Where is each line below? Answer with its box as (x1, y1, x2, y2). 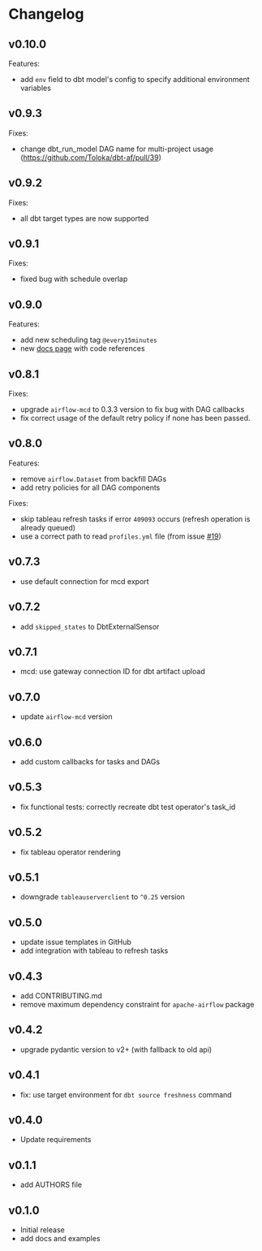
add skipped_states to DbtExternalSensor (19, 621, 160, 631)
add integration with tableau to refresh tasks (19, 946, 169, 955)
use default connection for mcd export (19, 576, 149, 586)
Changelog (8, 5, 84, 24)
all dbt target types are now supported (19, 213, 149, 223)
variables (19, 83, 51, 93)
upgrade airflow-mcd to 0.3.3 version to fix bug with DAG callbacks (19, 405, 245, 414)
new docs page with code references (19, 344, 145, 353)
